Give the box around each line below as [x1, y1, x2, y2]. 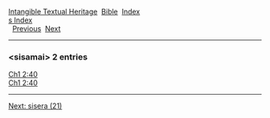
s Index [8, 15, 33, 25]
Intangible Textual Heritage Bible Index [8, 7, 141, 16]
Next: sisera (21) [8, 101, 63, 111]
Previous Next [11, 24, 61, 33]
